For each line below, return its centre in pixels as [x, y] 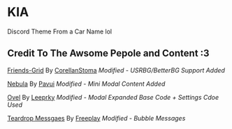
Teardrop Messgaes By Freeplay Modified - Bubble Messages [96, 118]
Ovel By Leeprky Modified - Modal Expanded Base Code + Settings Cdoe [113, 97]
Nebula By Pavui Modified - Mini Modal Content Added [86, 84]
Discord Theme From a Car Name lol [60, 31]
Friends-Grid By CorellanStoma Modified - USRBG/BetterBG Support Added [116, 70]
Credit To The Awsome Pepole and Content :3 [108, 53]
